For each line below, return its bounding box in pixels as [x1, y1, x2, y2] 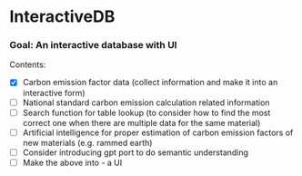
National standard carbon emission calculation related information [22, 97, 270, 108]
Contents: [9, 59, 46, 70]
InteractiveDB [9, 6, 116, 27]
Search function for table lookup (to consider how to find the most [22, 107, 271, 118]
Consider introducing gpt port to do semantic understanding [22, 147, 248, 158]
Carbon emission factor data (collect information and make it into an [22, 77, 278, 88]
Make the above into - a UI [22, 157, 123, 168]
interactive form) [22, 87, 86, 98]
